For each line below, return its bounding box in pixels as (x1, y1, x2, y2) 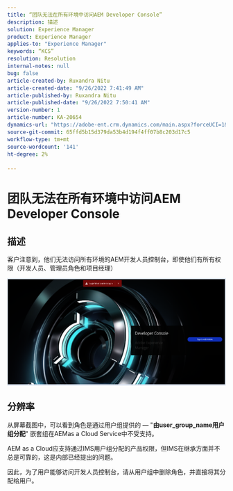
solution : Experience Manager (7, 26, 95, 33)
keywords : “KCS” (7, 48, 54, 55)
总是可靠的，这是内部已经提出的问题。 (7, 453, 116, 461)
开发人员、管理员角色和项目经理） (19, 264, 116, 273)
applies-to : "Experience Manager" (7, 40, 107, 48)
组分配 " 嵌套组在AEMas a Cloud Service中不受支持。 (7, 429, 158, 437)
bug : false (7, 70, 39, 77)
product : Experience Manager (7, 33, 92, 40)
